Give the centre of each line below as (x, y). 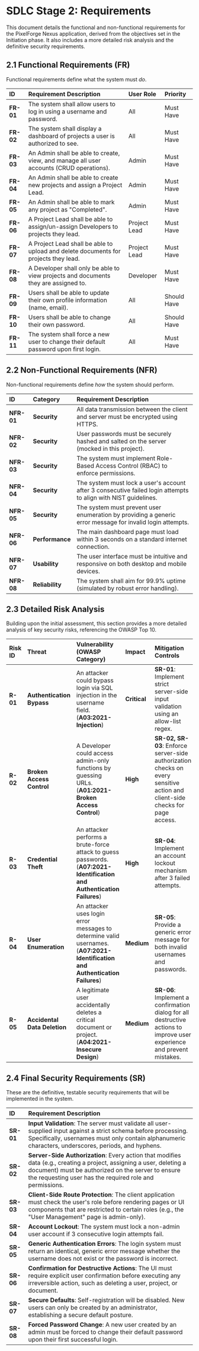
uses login (90, 914)
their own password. (57, 324)
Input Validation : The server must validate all (91, 1123)
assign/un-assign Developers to (73, 226)
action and (169, 790)
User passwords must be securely (124, 434)
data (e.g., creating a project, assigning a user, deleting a (107, 1163)
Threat (37, 652)
